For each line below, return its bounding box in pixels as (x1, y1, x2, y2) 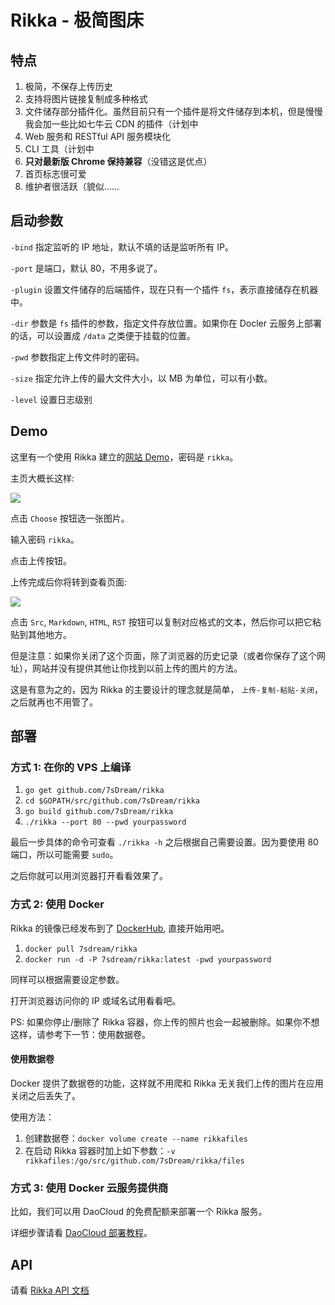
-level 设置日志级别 (10, 393, 93, 405)
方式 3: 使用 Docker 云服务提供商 (10, 1181, 169, 1195)
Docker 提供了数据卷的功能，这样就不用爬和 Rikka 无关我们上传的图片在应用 (10, 1077, 324, 1089)
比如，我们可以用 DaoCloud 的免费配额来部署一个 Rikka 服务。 (10, 1206, 268, 1218)
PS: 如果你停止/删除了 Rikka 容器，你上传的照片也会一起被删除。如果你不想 (10, 1016, 320, 1028)
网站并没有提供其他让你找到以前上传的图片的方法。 (31, 662, 243, 674)
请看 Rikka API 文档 (10, 1284, 90, 1296)
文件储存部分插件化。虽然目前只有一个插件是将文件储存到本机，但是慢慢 (24, 106, 323, 117)
